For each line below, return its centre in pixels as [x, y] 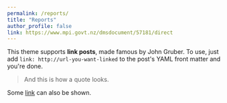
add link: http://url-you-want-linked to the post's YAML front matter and [114, 59]
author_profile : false [39, 26]
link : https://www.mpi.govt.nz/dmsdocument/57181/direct [90, 32]
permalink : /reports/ [38, 13]
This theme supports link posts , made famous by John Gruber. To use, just [113, 52]
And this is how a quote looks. [67, 80]
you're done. [25, 66]
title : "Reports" [32, 20]
